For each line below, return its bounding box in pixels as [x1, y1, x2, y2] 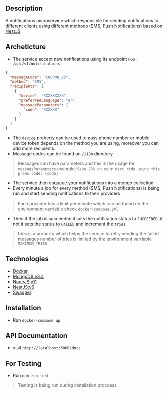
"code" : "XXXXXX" [23, 107, 59, 112]
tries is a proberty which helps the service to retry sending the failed [17, 231, 159, 236]
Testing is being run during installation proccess [17, 382, 117, 388]
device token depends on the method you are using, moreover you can [12, 140, 159, 146]
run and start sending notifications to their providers [12, 190, 120, 197]
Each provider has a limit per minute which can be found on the [17, 201, 149, 206]
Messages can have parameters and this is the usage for [17, 160, 135, 166]
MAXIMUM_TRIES [17, 241, 47, 246]
